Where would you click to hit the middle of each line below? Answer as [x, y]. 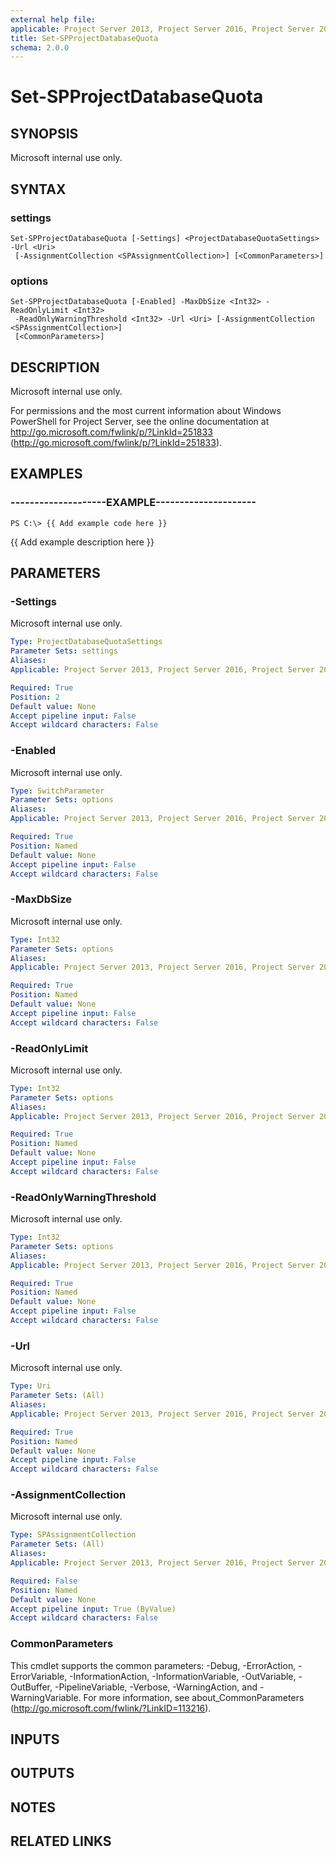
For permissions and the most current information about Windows [146, 411]
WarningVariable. [46, 1697]
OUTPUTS [42, 1773]
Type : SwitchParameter [57, 791]
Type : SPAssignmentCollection [73, 1535]
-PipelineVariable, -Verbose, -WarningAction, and [156, 1687]
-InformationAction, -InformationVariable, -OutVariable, [183, 1676]
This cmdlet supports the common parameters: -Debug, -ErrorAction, [153, 1665]
